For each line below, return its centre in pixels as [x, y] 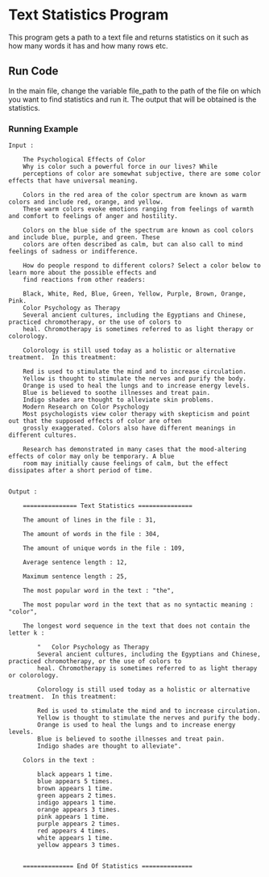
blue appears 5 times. [75, 782]
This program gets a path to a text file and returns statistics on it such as [128, 37]
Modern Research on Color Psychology [86, 407]
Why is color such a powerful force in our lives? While [120, 167]
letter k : [27, 633]
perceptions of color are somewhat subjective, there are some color [142, 174]
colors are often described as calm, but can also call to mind [133, 245]
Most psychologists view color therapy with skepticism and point [137, 414]
